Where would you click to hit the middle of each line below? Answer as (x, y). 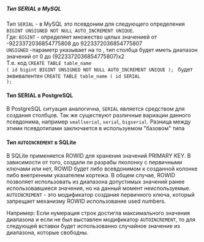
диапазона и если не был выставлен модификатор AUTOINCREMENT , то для (101, 219)
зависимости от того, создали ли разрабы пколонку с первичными (94, 163)
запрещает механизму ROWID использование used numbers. (86, 201)
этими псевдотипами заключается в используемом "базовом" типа (96, 128)
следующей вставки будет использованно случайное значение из (93, 226)
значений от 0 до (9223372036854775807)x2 (65, 56)
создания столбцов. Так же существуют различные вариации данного (99, 116)
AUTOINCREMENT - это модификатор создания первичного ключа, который (100, 195)
